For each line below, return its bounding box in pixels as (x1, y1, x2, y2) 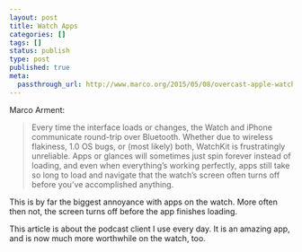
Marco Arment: (9, 104, 66, 115)
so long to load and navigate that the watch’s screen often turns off (31, 169, 280, 180)
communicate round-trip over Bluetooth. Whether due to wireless (31, 131, 273, 142)
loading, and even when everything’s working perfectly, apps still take (31, 160, 290, 170)
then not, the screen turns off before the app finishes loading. (9, 205, 238, 216)
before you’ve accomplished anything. (31, 178, 174, 189)
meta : (9, 72, 30, 81)
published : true (9, 64, 70, 73)
